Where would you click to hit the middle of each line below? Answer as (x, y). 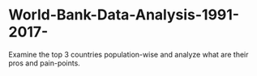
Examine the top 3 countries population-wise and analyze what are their (128, 54)
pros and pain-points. (45, 63)
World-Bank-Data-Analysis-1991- (124, 15)
